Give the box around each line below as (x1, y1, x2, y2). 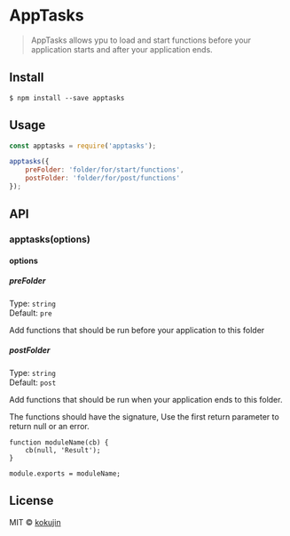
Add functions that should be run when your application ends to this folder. (9, 394, 283, 404)
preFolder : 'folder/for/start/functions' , (25, 165, 184, 174)
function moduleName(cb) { (9, 437, 109, 447)
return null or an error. (9, 420, 90, 431)
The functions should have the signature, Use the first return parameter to (9, 411, 279, 422)
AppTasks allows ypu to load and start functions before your (30, 35, 251, 45)
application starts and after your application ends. (30, 44, 213, 54)
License (9, 493, 54, 508)
